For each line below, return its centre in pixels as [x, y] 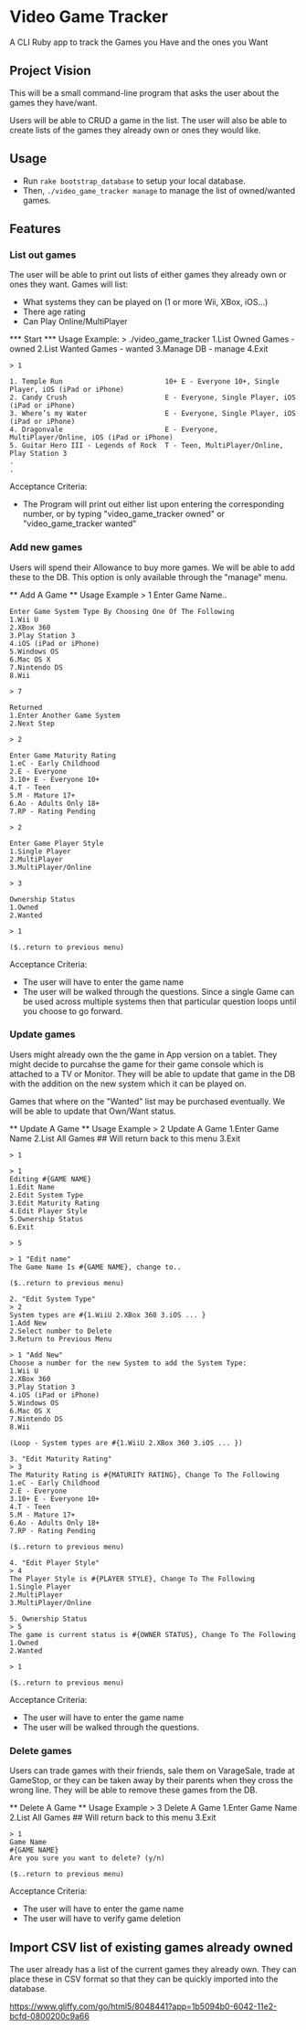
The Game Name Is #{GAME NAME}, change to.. [95, 1267]
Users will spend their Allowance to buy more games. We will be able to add [152, 567]
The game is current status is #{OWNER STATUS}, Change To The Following [153, 1634]
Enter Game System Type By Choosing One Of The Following [122, 611]
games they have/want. [53, 102]
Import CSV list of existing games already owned [152, 1947]
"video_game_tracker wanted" [79, 523]
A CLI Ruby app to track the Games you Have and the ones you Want [139, 42]
